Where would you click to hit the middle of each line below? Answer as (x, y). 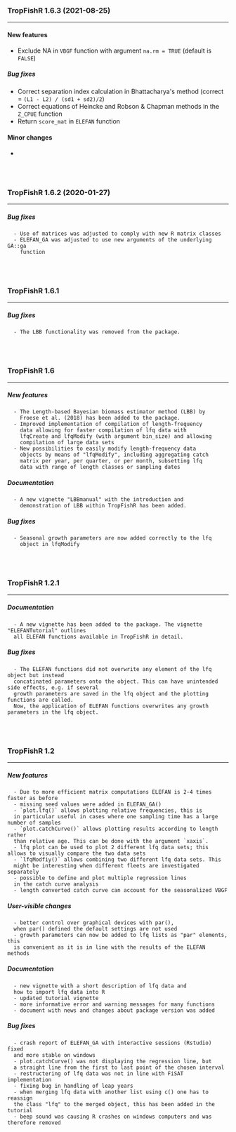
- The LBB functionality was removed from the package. (97, 332)
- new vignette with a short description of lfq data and (100, 986)
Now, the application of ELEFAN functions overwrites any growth (111, 706)
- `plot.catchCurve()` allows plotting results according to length (116, 829)
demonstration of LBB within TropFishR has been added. (104, 506)
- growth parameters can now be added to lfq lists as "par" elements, (121, 935)
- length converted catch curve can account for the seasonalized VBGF (121, 890)
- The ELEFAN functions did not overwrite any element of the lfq (113, 669)
